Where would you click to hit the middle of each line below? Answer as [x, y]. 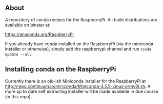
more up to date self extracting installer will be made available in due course [82, 91]
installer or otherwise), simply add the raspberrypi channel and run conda [78, 49]
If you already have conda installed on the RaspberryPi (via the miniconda [79, 44]
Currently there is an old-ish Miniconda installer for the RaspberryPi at [75, 81]
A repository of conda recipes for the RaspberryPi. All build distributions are [81, 19]
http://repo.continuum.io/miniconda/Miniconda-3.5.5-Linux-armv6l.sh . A [78, 86]
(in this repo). [19, 96]
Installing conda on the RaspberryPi [61, 69]
